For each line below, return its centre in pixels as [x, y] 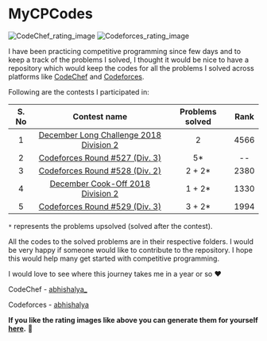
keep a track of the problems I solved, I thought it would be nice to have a [128, 60]
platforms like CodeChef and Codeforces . [76, 76]
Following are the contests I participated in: [79, 91]
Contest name [100, 116]
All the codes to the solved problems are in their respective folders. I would [131, 241]
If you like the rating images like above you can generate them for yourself [133, 320]
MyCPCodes [50, 14]
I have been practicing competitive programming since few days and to [124, 51]
